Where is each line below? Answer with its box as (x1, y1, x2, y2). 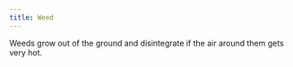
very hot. (9, 46, 43, 58)
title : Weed (9, 13, 54, 22)
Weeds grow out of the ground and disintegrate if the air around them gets (9, 38, 284, 48)
